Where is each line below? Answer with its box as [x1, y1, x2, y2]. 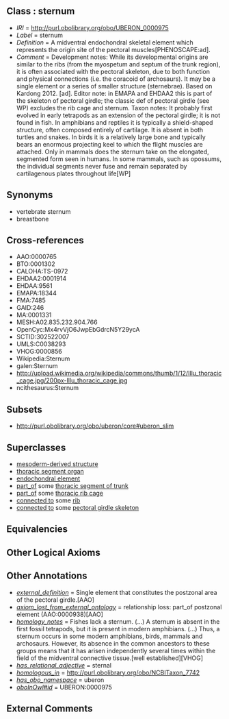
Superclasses [6, 441, 66, 453]
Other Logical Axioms [6, 546, 100, 558]
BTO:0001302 [16, 260, 55, 268]
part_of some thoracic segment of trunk [16, 482, 129, 490]
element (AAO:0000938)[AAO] [16, 610, 104, 618]
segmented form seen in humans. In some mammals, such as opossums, [16, 154, 221, 163]
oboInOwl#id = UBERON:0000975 [16, 683, 112, 691]
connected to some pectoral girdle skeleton [16, 504, 139, 512]
